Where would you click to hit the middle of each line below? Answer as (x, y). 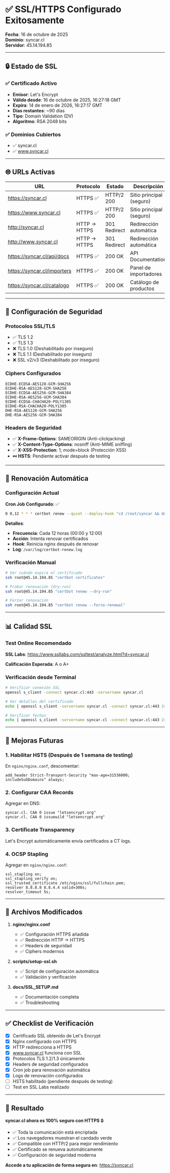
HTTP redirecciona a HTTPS (42, 1047)
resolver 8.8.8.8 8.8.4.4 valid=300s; (46, 887)
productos (142, 288)
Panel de (140, 268)
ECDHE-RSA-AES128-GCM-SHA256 (36, 388)
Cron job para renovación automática (51, 1070)
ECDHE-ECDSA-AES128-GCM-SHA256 (38, 384)
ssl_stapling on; (24, 874)
